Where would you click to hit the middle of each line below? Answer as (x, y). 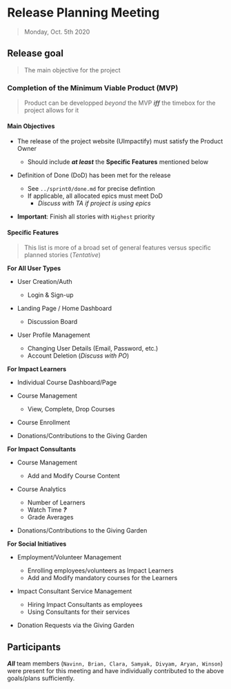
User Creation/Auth (44, 282)
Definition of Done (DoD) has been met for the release (94, 175)
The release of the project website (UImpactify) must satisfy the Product (120, 141)
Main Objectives (31, 126)
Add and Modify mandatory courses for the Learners (102, 578)
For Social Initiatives (37, 544)
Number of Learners (56, 503)
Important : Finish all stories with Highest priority (86, 217)
